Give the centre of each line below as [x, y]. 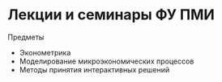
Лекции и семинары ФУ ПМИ [111, 15]
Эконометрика [45, 52]
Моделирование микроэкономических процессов [107, 61]
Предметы [26, 37]
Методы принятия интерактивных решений [94, 69]
